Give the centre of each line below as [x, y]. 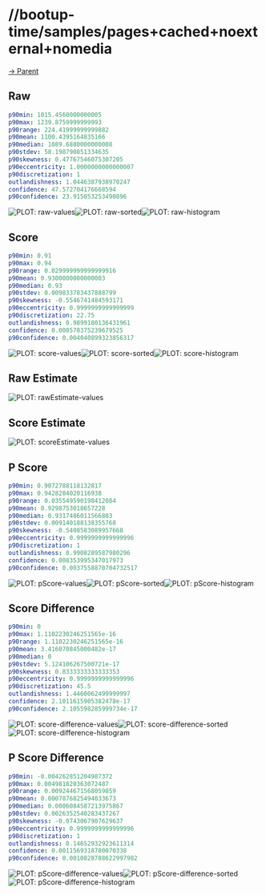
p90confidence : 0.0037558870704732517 [73, 568]
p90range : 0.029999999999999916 [62, 270]
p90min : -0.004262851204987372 [60, 776]
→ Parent [24, 71]
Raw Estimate [43, 378]
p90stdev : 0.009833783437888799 [62, 293]
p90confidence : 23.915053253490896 [68, 197]
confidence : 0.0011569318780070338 [68, 851]
